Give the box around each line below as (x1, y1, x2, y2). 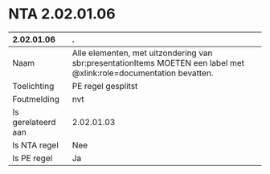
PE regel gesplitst (72, 80, 138, 91)
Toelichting (12, 80, 55, 91)
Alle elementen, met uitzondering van (72, 47, 213, 59)
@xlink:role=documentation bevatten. (72, 67, 214, 79)
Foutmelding (12, 93, 60, 104)
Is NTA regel (12, 140, 59, 151)
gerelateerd (12, 116, 56, 127)
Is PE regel (12, 152, 53, 164)
